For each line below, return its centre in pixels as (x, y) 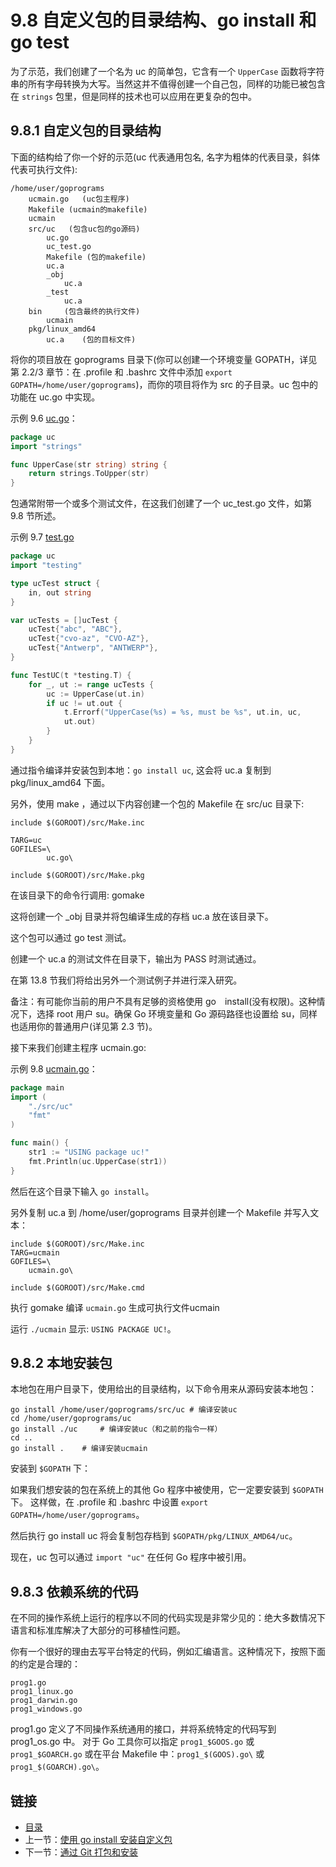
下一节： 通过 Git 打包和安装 (81, 1852)
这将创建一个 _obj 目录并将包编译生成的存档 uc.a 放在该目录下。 (142, 916)
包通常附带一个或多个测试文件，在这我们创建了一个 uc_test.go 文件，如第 (161, 503)
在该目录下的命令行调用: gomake (77, 895)
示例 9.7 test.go (42, 537)
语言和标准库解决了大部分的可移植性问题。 (98, 1630)
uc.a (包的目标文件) (91, 339)
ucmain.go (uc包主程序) (79, 199)
